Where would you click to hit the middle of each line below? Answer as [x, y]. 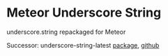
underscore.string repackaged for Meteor [66, 32]
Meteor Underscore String [84, 13]
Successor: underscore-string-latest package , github [83, 45]
